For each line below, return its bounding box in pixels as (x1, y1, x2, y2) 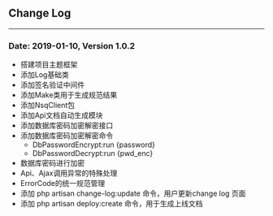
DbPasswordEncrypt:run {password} (32, 140, 156, 149)
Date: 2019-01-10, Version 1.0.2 (8, 40, 136, 51)
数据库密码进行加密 (19, 158, 85, 168)
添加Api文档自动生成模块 (19, 110, 103, 120)
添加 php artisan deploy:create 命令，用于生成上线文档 (19, 199, 203, 209)
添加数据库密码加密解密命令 (19, 131, 114, 140)
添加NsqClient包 (19, 101, 76, 110)
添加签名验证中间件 (19, 80, 85, 90)
